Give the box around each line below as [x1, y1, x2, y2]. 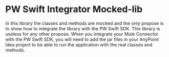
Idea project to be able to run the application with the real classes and [5, 41, 153, 47]
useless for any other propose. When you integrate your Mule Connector [5, 31, 159, 37]
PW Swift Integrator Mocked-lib [5, 4, 143, 15]
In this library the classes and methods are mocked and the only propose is [5, 20, 164, 26]
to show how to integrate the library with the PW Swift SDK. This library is [5, 25, 160, 31]
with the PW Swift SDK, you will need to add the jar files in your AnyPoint [5, 36, 159, 42]
